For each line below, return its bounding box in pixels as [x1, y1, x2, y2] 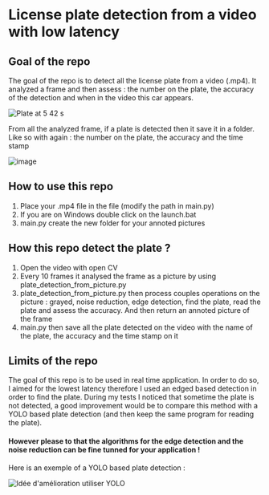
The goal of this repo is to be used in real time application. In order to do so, [8, 375, 259, 385]
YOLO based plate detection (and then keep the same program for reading [8, 409, 255, 419]
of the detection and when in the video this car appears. [8, 93, 194, 102]
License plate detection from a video [8, 6, 257, 24]
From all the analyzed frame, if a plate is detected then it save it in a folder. [8, 124, 255, 133]
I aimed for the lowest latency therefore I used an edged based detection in [8, 383, 257, 394]
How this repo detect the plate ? [8, 241, 171, 255]
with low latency [8, 22, 120, 41]
